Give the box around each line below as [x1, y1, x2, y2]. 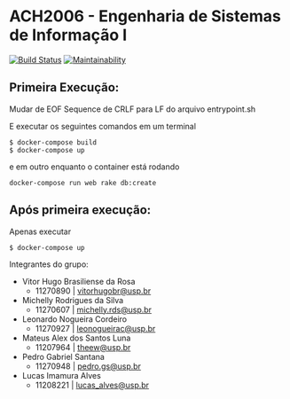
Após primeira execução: [9, 202, 152, 218]
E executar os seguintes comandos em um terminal [9, 121, 197, 131]
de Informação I [9, 25, 128, 45]
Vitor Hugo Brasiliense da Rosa [21, 276, 136, 286]
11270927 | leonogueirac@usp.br [35, 323, 156, 333]
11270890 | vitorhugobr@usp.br [35, 286, 152, 296]
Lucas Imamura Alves [21, 370, 102, 380]
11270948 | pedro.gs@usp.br [35, 361, 142, 372]
